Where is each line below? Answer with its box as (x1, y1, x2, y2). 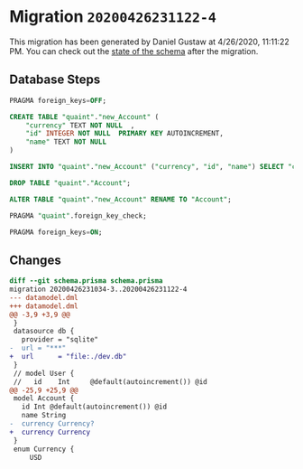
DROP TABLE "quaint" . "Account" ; (9, 178, 131, 187)
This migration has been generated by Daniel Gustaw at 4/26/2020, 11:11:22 (9, 36, 290, 47)
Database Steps (9, 72, 101, 88)
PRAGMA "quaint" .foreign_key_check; (9, 211, 147, 220)
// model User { (13, 369, 75, 378)
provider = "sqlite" (21, 335, 99, 344)
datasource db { (13, 327, 75, 336)
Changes (9, 252, 61, 267)
